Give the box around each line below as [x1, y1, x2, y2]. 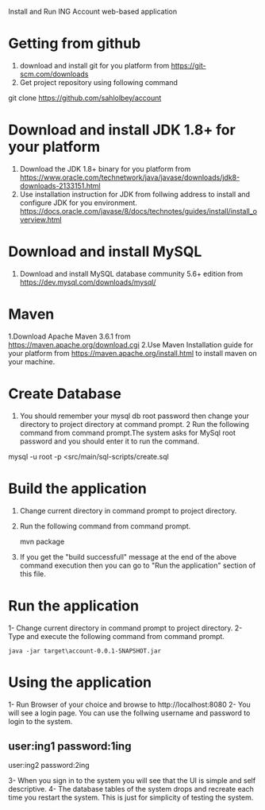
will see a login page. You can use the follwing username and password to [8, 707, 251, 718]
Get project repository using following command [19, 77, 179, 87]
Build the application [8, 479, 147, 498]
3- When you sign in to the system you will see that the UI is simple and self [8, 776, 256, 785]
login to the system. [8, 716, 73, 726]
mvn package [19, 537, 65, 546]
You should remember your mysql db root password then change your [19, 411, 250, 421]
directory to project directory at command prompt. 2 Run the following [19, 419, 250, 428]
